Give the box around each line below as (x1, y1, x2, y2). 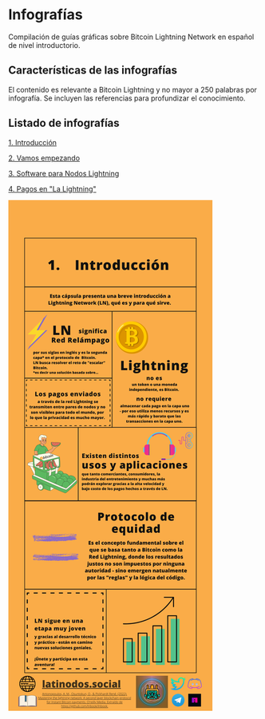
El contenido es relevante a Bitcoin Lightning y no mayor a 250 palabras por (8, 85, 258, 94)
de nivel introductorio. (8, 40, 81, 49)
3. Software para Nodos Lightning (8, 168, 120, 178)
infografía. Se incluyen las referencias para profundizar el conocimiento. (8, 93, 246, 103)
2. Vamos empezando (8, 153, 81, 163)
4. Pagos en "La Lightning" (8, 184, 97, 193)
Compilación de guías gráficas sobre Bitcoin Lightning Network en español (8, 32, 255, 41)
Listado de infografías (8, 117, 120, 130)
